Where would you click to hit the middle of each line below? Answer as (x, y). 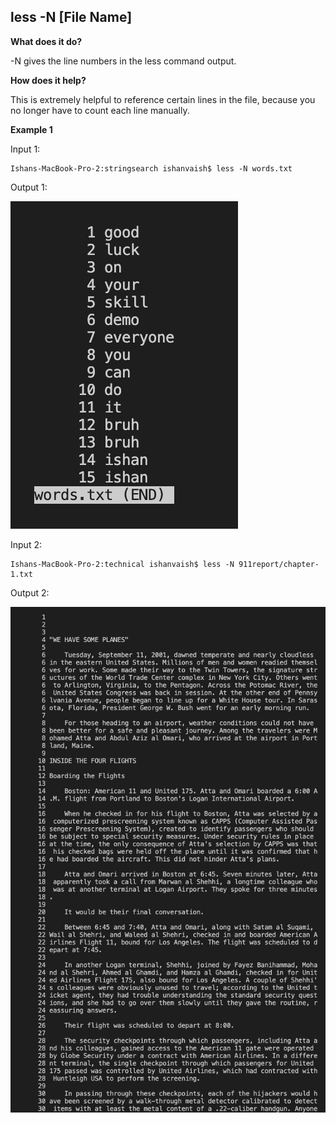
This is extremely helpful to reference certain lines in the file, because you (163, 99)
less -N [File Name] (71, 17)
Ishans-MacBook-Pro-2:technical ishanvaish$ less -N (122, 564)
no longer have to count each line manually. (100, 110)
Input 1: (25, 149)
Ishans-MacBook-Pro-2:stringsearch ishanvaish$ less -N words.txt (151, 168)
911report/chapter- (279, 564)
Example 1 (31, 129)
